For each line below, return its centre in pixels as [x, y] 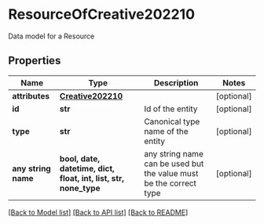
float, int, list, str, [92, 178]
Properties [35, 61]
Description [176, 82]
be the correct [170, 183]
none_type [80, 188]
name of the [166, 131]
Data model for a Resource [51, 36]
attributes [31, 96]
